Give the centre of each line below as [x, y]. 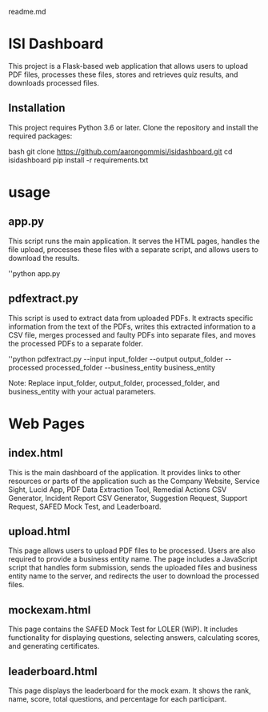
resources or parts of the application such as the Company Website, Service [134, 481]
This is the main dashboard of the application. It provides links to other [124, 472]
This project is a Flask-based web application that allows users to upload [128, 66]
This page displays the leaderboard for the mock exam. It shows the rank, [130, 690]
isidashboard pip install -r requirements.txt [78, 160]
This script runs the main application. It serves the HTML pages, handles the [134, 241]
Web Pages [47, 424]
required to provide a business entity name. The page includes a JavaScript [133, 559]
